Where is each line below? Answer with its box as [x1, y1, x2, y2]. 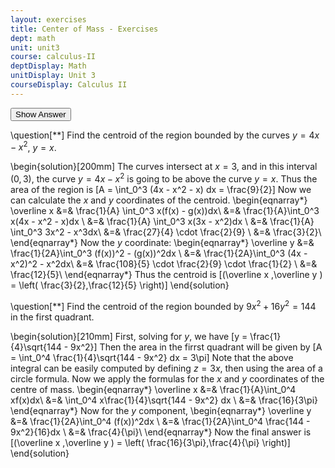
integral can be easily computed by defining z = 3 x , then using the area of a [10, 362, 323, 374]
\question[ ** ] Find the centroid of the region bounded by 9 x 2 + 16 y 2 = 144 [10, 299, 317, 312]
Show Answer [15, 109, 67, 120]
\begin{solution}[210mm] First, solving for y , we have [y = [10, 330, 248, 342]
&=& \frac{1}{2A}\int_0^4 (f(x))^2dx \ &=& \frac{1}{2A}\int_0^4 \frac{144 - [10, 415, 311, 427]
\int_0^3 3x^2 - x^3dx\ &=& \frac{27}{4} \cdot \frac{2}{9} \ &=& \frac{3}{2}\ [10, 226, 322, 238]
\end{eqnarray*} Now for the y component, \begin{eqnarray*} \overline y [10, 404, 312, 416]
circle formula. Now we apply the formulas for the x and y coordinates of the [10, 372, 325, 385]
